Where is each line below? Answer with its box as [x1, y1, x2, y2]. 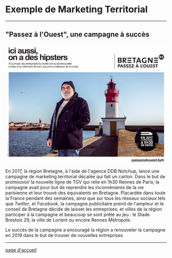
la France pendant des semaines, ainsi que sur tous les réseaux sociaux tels [5, 195, 165, 201]
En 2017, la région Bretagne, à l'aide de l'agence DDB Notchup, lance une [5, 168, 160, 174]
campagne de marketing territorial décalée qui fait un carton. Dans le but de [5, 174, 165, 180]
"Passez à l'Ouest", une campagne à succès [5, 30, 149, 39]
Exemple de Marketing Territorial [5, 4, 148, 15]
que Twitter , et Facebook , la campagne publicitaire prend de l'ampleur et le [5, 201, 164, 207]
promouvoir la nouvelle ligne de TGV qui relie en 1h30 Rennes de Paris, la [5, 179, 160, 185]
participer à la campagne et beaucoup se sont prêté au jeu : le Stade [5, 212, 150, 218]
